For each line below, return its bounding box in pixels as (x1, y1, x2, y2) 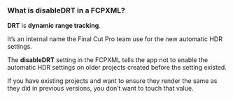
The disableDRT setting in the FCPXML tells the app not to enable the (7, 56, 209, 64)
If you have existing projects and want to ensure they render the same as (7, 77, 218, 85)
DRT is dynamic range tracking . (7, 22, 101, 30)
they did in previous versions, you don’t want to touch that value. (7, 84, 194, 93)
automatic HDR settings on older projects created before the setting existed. (7, 63, 227, 72)
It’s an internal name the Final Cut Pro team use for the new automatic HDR (7, 35, 223, 43)
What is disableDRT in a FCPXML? (7, 6, 126, 15)
